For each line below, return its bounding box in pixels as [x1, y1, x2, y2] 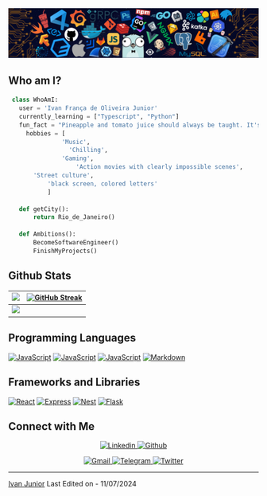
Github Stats [8, 269, 72, 283]
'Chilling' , [68, 146, 109, 154]
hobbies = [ [25, 129, 66, 138]
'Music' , [61, 138, 91, 146]
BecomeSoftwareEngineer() [33, 239, 119, 247]
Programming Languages [8, 331, 137, 345]
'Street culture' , [33, 171, 94, 180]
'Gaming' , [61, 154, 94, 162]
